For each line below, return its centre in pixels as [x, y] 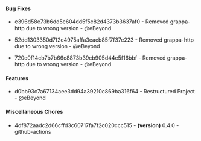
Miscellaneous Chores [34, 112]
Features [17, 78]
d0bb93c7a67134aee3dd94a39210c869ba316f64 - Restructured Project [105, 92]
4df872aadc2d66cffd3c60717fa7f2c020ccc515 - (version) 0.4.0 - [97, 125]
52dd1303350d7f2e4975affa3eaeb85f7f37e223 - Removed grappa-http [104, 40]
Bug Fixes [18, 8]
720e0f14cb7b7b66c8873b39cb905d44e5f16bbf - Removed [90, 58]
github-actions [33, 131]
